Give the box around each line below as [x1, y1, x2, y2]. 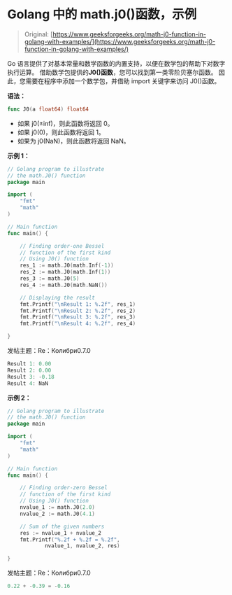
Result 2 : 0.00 [7, 367, 52, 374]
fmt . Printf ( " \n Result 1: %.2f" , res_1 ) [20, 300, 136, 308]
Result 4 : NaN [7, 379, 49, 387]
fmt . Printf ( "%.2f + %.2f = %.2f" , [20, 536, 120, 543]
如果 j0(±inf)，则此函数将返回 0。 [17, 119, 114, 127]
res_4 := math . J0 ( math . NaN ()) [20, 281, 108, 288]
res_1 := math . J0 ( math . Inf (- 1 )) [20, 262, 114, 269]
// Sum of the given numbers [20, 523, 105, 530]
